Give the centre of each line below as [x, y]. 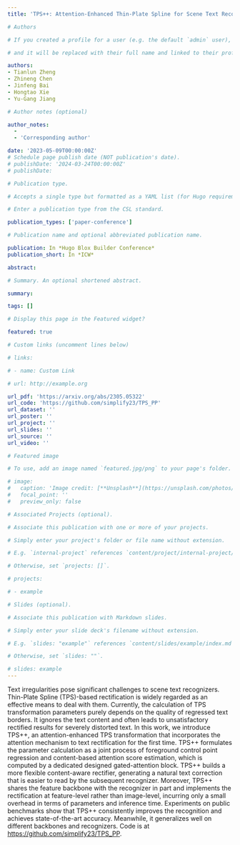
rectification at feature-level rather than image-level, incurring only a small [117, 796]
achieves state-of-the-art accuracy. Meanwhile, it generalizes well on [110, 818]
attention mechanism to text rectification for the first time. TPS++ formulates [120, 742]
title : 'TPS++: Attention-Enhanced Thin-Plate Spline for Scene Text [113, 14]
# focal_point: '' [38, 495]
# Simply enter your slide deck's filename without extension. [104, 630]
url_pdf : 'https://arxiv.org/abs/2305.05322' [76, 396]
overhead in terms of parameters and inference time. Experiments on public [119, 803]
